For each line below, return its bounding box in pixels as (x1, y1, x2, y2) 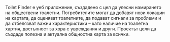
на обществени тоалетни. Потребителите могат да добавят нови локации (5, 10, 165, 16)
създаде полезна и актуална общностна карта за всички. (5, 31, 130, 37)
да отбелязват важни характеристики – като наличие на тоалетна (5, 20, 148, 26)
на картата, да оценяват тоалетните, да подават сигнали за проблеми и (5, 15, 161, 21)
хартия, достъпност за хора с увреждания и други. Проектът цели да (5, 26, 156, 32)
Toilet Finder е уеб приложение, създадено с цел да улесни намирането (5, 5, 161, 10)
